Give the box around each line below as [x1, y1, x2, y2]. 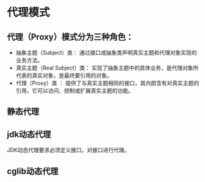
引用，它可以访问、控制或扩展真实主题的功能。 [15, 87, 134, 94]
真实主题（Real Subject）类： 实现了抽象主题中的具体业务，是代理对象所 [15, 65, 199, 71]
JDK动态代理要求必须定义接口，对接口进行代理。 [7, 147, 130, 154]
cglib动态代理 [7, 166, 59, 177]
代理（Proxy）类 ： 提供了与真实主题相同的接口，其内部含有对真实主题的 [15, 80, 200, 86]
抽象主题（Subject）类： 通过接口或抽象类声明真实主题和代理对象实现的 [15, 49, 197, 56]
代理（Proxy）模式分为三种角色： [7, 32, 134, 42]
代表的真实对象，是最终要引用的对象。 [15, 72, 112, 79]
